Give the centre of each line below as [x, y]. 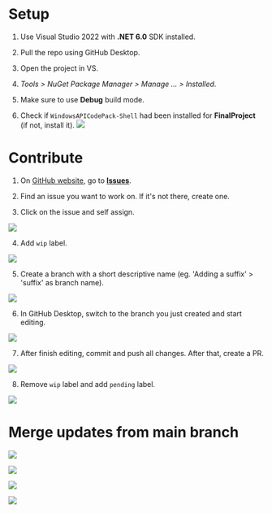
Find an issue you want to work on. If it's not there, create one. [125, 196]
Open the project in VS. [59, 68]
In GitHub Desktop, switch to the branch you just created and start [131, 313]
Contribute [46, 158]
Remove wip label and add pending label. [88, 384]
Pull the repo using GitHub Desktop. [80, 52]
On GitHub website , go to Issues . [76, 180]
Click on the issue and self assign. [78, 211]
